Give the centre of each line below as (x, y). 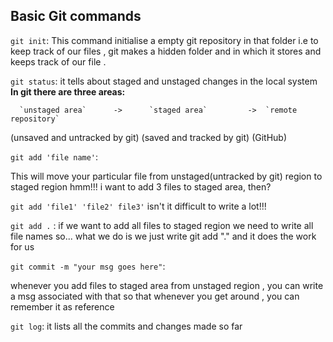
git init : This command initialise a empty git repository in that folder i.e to (164, 40)
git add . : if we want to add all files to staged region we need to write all (162, 225)
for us (22, 246)
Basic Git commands (76, 16)
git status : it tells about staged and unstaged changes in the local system (164, 81)
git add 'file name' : (54, 156)
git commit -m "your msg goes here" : (88, 266)
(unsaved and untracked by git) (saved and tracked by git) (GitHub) (149, 137)
